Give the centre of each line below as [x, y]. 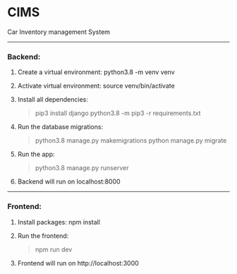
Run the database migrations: [60, 127]
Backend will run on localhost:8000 [69, 181]
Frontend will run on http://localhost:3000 [78, 263]
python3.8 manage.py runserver [82, 168]
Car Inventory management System [59, 32]
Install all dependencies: [53, 100]
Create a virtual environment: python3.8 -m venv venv [96, 72]
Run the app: [36, 154]
